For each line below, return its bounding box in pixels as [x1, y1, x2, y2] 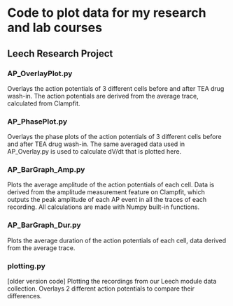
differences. [7, 292, 42, 300]
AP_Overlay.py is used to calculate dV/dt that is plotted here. [7, 147, 182, 156]
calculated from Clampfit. [7, 99, 80, 108]
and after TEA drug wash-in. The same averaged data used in [7, 140, 185, 148]
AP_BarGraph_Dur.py [7, 220, 82, 230]
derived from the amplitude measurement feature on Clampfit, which [7, 188, 205, 196]
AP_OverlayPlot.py [7, 68, 73, 78]
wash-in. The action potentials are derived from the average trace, [7, 92, 199, 100]
